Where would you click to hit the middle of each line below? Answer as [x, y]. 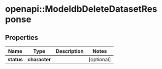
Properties [22, 37]
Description [70, 51]
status [15, 59]
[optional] [100, 59]
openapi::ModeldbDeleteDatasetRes [81, 9]
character [39, 59]
